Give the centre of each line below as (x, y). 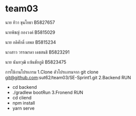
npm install (24, 103)
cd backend (25, 87)
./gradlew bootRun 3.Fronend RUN (48, 92)
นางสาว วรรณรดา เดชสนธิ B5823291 (37, 52)
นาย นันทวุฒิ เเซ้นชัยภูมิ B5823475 (36, 62)
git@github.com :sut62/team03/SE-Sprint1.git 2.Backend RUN (68, 77)
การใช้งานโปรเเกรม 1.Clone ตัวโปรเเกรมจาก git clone (52, 72)
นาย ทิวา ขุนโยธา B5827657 (30, 22)
